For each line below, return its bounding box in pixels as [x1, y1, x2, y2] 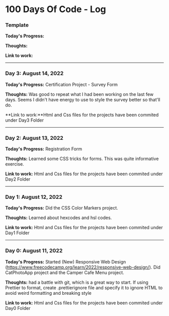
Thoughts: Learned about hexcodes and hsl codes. [5, 215, 112, 221]
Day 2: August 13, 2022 [5, 134, 64, 141]
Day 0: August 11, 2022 [5, 247, 63, 254]
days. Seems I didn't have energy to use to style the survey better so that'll [5, 96, 160, 102]
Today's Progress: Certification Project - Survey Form [5, 81, 118, 87]
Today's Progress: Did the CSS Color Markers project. [5, 205, 118, 211]
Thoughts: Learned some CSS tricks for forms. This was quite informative [5, 155, 159, 162]
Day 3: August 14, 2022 [5, 70, 64, 77]
